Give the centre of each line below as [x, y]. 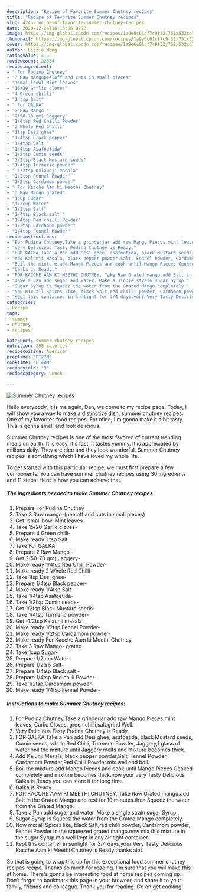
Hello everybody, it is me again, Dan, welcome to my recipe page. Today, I [97, 407]
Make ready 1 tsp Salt [41, 539]
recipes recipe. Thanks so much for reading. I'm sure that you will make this [99, 868]
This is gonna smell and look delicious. [54, 426]
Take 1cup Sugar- [37, 652]
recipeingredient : [29, 66]
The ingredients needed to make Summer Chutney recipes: [81, 493]
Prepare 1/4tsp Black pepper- [51, 583]
